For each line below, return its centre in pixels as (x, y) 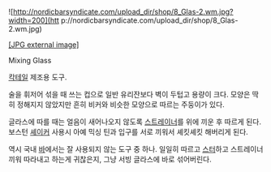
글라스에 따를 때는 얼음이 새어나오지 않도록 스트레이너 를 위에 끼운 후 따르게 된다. (135, 122)
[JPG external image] (44, 45)
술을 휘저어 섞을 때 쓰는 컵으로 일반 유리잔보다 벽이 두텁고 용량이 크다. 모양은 (129, 94)
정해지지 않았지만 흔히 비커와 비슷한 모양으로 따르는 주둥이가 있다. (120, 104)
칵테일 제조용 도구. (38, 77)
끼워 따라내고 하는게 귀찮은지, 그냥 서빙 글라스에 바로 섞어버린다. (110, 159)
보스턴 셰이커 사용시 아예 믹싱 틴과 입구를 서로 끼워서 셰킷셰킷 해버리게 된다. (129, 132)
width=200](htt (34, 20)
